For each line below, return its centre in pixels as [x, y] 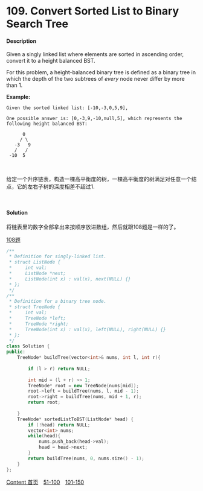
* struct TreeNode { [35, 307]
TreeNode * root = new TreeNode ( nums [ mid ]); [83, 385]
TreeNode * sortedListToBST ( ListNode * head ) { [76, 419]
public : [16, 352]
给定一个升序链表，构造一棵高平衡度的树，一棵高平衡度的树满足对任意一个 [99, 179]
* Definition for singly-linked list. [58, 257]
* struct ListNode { [35, 262]
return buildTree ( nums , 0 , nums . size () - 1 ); [86, 458]
